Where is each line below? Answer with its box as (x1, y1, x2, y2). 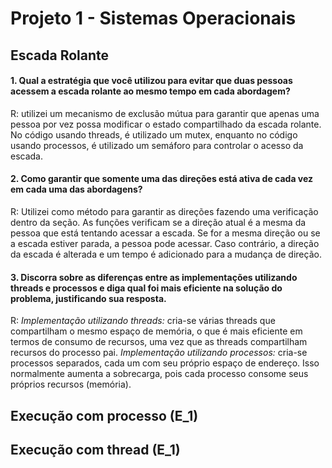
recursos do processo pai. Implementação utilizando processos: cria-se (10, 347, 308, 359)
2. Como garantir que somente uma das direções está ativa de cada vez (10, 173, 314, 185)
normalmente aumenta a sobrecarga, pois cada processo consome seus (10, 368, 309, 380)
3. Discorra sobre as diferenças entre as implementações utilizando (10, 271, 298, 283)
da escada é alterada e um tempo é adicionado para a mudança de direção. (10, 248, 322, 260)
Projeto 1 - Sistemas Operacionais (10, 7, 297, 30)
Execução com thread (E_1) (10, 441, 181, 458)
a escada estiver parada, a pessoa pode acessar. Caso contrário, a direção (10, 237, 320, 249)
